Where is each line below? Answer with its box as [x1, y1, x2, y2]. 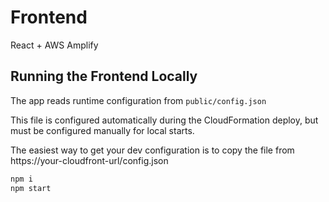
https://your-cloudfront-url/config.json [10, 154, 169, 166]
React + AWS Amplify [10, 39, 99, 51]
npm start [10, 183, 52, 193]
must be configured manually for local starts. [10, 124, 195, 136]
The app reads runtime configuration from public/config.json [10, 94, 267, 106]
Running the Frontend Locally [10, 68, 198, 85]
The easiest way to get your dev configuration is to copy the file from [10, 144, 295, 156]
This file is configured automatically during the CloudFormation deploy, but [10, 114, 319, 126]
